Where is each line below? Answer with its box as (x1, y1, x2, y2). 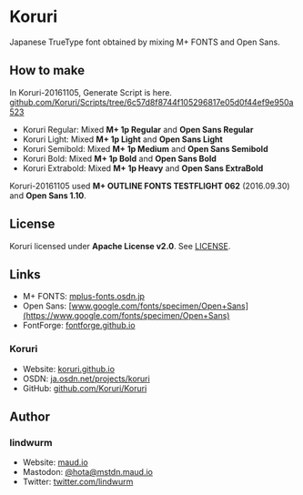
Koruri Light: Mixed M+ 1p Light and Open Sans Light (22, 134, 223, 145)
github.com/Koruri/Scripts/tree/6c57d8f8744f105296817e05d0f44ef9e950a (9, 96, 294, 107)
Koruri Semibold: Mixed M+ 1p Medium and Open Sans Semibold (22, 143, 268, 154)
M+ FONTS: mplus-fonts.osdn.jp (22, 291, 146, 302)
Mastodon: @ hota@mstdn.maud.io (22, 467, 153, 478)
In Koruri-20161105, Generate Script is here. (9, 86, 173, 97)
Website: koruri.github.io (22, 363, 116, 374)
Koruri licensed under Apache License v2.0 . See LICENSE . (9, 240, 231, 251)
